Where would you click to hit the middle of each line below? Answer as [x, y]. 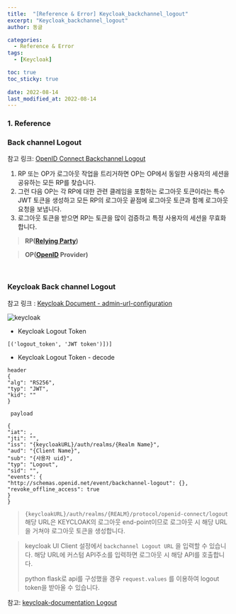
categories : [25, 40]
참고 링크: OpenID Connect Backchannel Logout [77, 159]
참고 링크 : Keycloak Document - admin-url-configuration [90, 303]
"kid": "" [22, 395]
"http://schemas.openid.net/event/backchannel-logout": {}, [98, 483]
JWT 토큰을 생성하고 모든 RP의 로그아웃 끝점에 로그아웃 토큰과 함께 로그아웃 [123, 200]
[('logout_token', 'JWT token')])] [60, 344]
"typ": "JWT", [28, 389]
